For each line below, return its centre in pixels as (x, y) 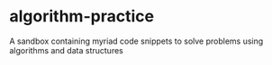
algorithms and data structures (66, 50)
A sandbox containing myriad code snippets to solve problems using (136, 41)
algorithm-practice (82, 16)
